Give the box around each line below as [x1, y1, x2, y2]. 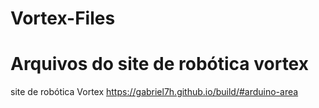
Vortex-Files [10, 7, 116, 30]
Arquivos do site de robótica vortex [10, 53, 309, 76]
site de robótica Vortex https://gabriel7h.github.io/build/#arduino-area [10, 86, 299, 98]
